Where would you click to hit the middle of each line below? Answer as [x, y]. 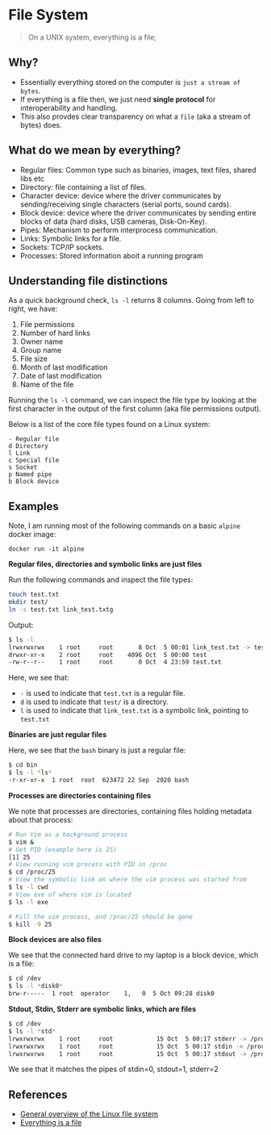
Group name [41, 350]
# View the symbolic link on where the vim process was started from [128, 880]
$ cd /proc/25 [32, 872]
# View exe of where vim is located [70, 894]
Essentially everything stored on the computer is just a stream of [130, 82]
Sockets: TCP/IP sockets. [62, 247]
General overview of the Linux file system [89, 1114]
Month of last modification [64, 367]
